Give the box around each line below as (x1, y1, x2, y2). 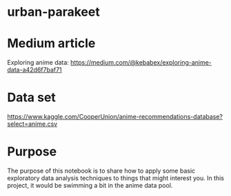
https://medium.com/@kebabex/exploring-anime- (70, 58, 212, 67)
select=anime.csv (7, 120, 58, 128)
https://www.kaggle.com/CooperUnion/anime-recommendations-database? (7, 113, 223, 121)
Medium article (7, 36, 96, 52)
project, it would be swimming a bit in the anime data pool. (7, 182, 173, 189)
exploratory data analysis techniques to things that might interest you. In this (7, 174, 225, 182)
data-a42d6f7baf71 (7, 66, 62, 74)
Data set (7, 90, 57, 105)
